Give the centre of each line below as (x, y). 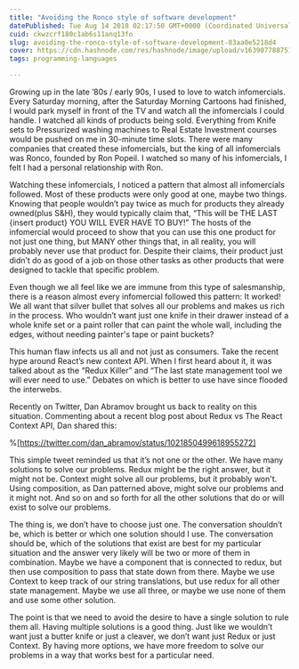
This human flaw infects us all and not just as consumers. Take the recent (144, 351)
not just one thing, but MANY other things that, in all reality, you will (133, 242)
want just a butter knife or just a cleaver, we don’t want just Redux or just (142, 636)
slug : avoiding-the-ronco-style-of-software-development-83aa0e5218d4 (143, 42)
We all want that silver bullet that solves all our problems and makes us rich (147, 306)
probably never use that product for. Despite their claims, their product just (146, 251)
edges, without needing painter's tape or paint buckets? (112, 334)
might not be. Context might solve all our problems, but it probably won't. (143, 479)
